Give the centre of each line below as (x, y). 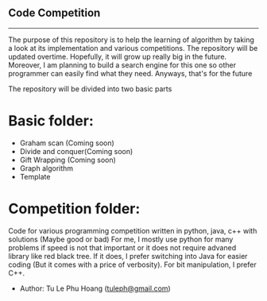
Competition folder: (74, 208)
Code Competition (54, 13)
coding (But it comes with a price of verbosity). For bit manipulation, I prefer (132, 264)
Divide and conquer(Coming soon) (76, 151)
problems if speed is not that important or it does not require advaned (122, 247)
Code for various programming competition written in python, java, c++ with (133, 230)
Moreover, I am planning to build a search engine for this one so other (122, 65)
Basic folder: (51, 121)
